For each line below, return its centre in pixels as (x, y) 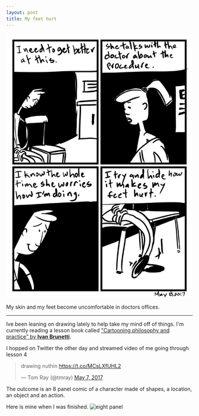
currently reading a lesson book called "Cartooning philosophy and (88, 331)
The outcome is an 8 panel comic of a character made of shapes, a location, (99, 389)
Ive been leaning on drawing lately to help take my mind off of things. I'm (95, 324)
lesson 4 (17, 355)
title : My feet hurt (32, 19)
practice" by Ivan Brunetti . (39, 337)
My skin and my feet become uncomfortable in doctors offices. (83, 307)
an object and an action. (36, 395)
